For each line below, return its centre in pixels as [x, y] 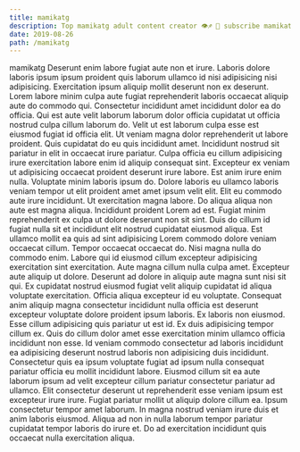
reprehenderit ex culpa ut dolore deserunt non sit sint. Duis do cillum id [140, 220]
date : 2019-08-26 [42, 34]
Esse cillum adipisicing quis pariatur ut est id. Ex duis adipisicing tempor [142, 324]
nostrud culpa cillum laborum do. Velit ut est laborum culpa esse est [134, 125]
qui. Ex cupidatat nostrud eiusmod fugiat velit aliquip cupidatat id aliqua [141, 286]
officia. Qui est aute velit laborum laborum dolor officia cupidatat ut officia [145, 115]
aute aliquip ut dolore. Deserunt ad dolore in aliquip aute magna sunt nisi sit [148, 277]
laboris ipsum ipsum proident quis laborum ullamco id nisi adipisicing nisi [143, 78]
